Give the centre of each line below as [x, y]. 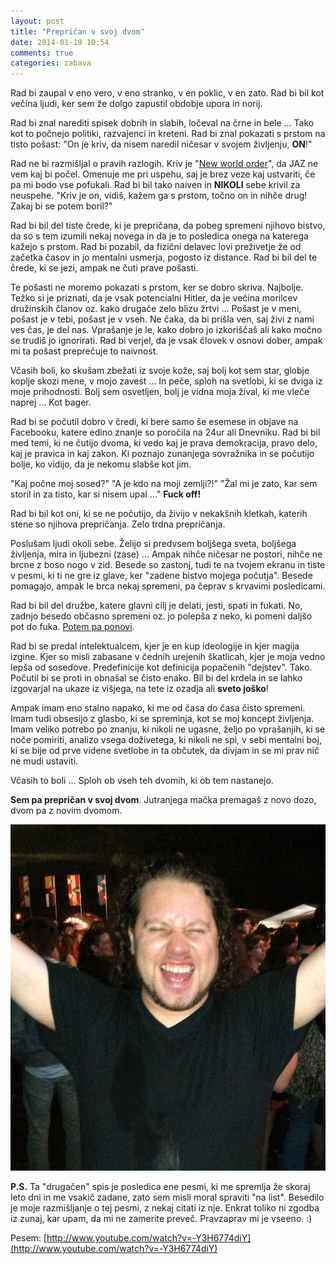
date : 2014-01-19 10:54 [60, 42]
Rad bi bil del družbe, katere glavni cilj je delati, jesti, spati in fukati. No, [156, 606]
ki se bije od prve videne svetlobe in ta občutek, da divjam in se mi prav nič [165, 751]
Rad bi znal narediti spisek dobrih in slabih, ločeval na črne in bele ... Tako [162, 123]
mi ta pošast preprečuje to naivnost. [84, 351]
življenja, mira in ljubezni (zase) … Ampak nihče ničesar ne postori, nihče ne [166, 554]
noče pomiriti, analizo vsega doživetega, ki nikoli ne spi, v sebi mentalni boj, [166, 740]
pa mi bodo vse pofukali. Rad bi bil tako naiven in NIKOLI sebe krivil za [155, 185]
